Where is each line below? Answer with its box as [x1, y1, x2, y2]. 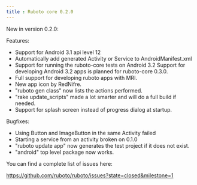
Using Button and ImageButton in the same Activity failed [14, 129, 156, 136]
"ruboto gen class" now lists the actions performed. [14, 86, 143, 94]
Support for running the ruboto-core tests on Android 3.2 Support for [14, 61, 186, 68]
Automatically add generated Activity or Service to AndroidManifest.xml [14, 55, 192, 62]
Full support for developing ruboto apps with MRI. [14, 74, 138, 81]
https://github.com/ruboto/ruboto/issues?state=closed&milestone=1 [6, 172, 174, 179]
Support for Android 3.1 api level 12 [14, 49, 101, 56]
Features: [6, 37, 30, 44]
